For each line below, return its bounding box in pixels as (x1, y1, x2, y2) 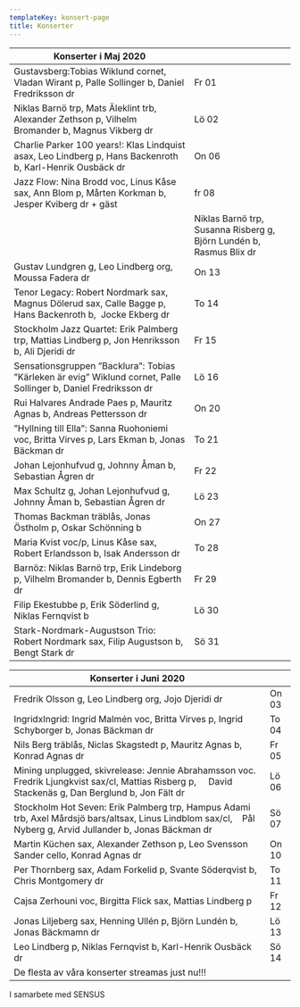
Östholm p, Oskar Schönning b (13, 521, 142, 534)
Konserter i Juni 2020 (89, 671, 186, 684)
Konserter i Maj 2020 (53, 50, 146, 62)
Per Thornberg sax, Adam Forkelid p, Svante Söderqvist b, (13, 863, 257, 876)
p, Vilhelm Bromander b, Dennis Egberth (13, 572, 182, 585)
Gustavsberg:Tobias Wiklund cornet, (13, 64, 167, 77)
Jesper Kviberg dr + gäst (13, 197, 118, 210)
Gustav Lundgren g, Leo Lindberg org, (13, 260, 173, 272)
